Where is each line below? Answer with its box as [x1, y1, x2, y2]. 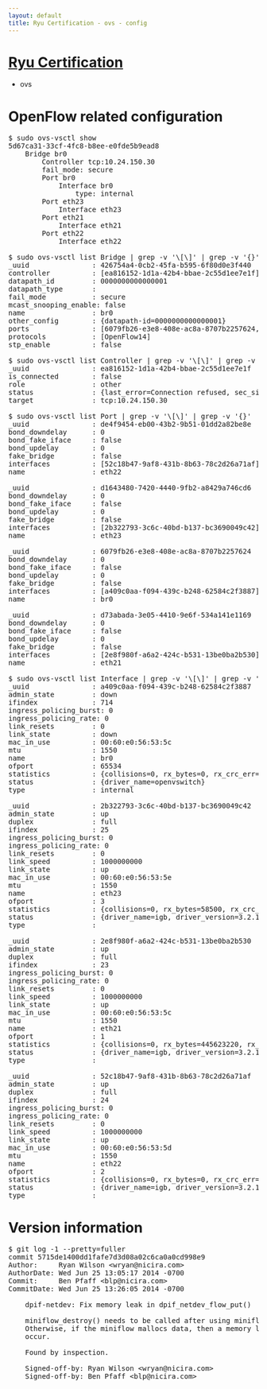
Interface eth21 [58, 221, 122, 231]
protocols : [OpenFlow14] [8, 332, 151, 342]
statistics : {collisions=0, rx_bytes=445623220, [8, 1040, 244, 1050]
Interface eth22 [58, 237, 122, 246]
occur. [25, 1333, 51, 1341]
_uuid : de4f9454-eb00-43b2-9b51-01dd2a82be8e [8, 420, 252, 429]
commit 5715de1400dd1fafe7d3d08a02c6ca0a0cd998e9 [8, 1253, 206, 1262]
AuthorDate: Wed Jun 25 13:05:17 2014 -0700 [8, 1269, 185, 1278]
